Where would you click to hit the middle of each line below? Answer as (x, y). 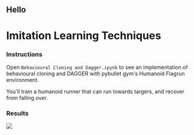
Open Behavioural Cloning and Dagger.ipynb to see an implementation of (97, 67)
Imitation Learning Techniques (84, 36)
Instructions (25, 54)
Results (17, 113)
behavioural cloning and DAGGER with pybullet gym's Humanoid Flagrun (96, 73)
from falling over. (27, 97)
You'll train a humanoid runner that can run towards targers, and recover (95, 91)
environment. (22, 79)
